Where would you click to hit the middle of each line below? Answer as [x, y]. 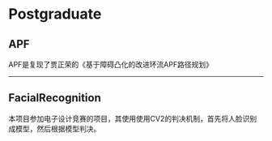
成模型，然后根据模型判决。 [55, 128]
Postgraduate [55, 14]
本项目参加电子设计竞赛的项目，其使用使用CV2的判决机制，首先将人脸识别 [133, 118]
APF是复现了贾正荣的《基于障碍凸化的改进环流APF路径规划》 [110, 64]
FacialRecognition [55, 98]
